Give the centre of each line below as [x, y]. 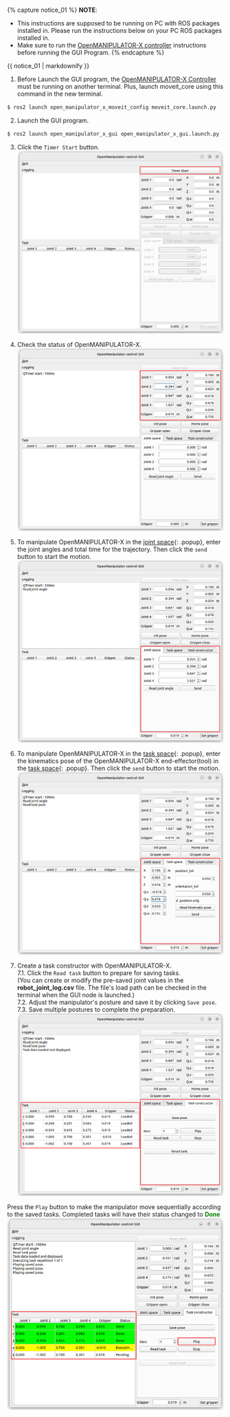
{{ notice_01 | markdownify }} [48, 66]
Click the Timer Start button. [58, 147]
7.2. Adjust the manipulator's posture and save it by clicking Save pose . [117, 1002]
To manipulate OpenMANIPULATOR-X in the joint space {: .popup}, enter [119, 542]
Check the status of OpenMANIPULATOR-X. [79, 344]
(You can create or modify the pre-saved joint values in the [100, 981]
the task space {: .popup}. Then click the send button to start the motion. [118, 768]
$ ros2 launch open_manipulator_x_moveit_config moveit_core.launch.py [112, 107]
